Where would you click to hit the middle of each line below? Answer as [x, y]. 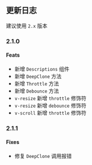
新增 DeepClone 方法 [38, 76]
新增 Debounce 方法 [37, 91]
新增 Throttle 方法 [37, 83]
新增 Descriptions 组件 [42, 68]
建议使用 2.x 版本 [27, 26]
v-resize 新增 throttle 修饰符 [50, 98]
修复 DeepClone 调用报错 [43, 156]
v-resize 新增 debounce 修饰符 [50, 105]
